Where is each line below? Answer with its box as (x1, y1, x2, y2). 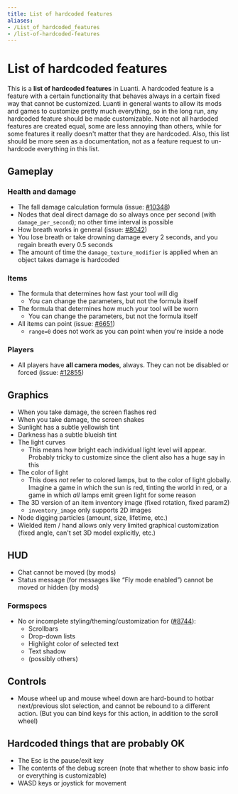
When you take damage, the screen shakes (17, 415, 145, 424)
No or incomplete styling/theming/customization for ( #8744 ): (17, 617, 197, 626)
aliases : (7, 17, 33, 24)
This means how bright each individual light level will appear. (28, 445, 207, 455)
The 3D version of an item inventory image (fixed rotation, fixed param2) (17, 499, 230, 507)
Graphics (7, 388, 49, 401)
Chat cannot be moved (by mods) (17, 568, 117, 577)
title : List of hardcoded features (7, 10, 113, 18)
